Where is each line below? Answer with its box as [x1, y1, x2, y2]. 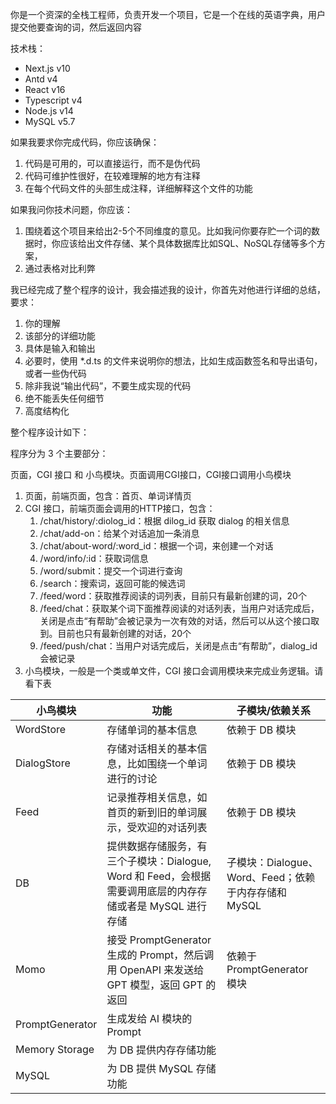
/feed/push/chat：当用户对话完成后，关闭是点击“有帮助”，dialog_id [39, 640, 318, 652]
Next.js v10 [24, 63, 71, 74]
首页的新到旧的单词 [106, 806, 198, 819]
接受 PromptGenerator [106, 933, 212, 947]
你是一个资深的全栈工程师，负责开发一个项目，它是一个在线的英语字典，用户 [10, 9, 326, 20]
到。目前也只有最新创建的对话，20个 [39, 628, 192, 639]
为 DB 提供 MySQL [106, 1062, 194, 1075]
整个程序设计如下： [10, 426, 90, 438]
